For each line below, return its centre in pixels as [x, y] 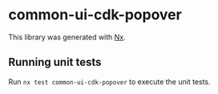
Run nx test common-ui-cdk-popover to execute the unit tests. [109, 81]
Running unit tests [55, 62]
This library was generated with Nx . [67, 37]
